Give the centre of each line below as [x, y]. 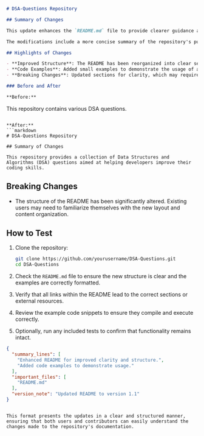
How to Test [29, 233]
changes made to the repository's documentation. [70, 426]
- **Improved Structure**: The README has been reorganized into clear [99, 64]
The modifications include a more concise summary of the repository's [99, 42]
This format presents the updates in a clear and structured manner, [96, 416]
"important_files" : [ [39, 377]
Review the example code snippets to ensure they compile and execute [104, 313]
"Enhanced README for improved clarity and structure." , [91, 360]
